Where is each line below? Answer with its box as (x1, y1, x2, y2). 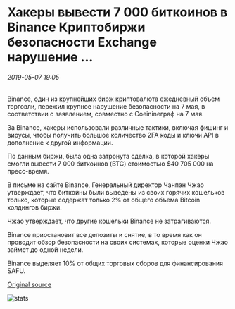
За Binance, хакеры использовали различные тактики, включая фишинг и (7, 123, 229, 132)
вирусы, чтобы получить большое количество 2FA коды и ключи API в (7, 131, 220, 140)
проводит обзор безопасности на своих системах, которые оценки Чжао (7, 238, 229, 247)
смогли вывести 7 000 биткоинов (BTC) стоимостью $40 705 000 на (7, 159, 214, 168)
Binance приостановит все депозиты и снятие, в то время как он (7, 231, 203, 239)
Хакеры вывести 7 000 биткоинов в (7, 4, 228, 20)
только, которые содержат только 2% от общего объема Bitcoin (7, 195, 201, 205)
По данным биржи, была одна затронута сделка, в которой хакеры (7, 152, 210, 161)
